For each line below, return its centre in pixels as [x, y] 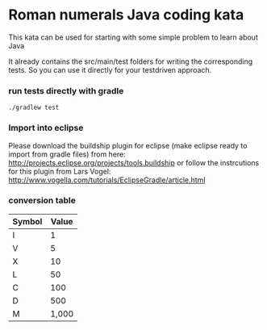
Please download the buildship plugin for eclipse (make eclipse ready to [128, 145]
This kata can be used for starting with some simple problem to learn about [133, 37]
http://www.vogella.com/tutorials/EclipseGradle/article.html [107, 180]
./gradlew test [34, 108]
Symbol [27, 221]
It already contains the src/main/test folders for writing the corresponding [131, 61]
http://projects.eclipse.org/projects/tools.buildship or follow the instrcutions [134, 162]
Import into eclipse [46, 128]
